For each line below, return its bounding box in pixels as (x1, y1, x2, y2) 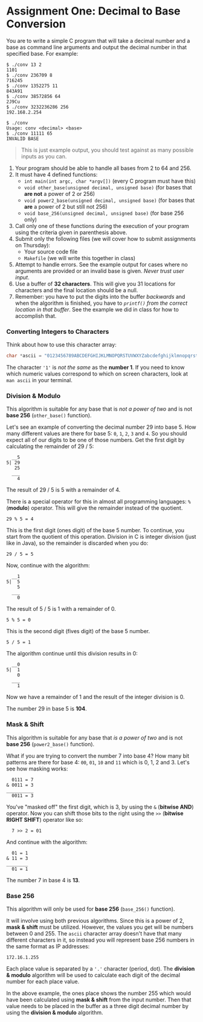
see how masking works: (6, 765, 68, 772)
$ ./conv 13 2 (6, 62, 42, 68)
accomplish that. (14, 312, 57, 319)
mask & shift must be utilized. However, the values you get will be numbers (6, 923, 194, 931)
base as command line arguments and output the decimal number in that (6, 44, 187, 51)
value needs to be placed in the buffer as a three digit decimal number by (6, 1003, 189, 1009)
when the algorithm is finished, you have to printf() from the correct (14, 299, 188, 307)
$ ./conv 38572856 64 (6, 93, 61, 99)
